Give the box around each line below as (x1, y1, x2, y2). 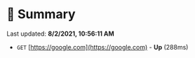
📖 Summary (6, 6, 76, 22)
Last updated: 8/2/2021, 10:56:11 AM (6, 29, 115, 38)
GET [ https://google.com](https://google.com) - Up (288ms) (16, 43, 189, 51)
